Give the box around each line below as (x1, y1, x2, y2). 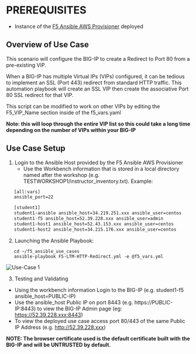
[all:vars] (13, 189, 41, 195)
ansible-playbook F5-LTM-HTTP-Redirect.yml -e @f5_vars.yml (13, 254, 164, 259)
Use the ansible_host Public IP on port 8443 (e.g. (14, 299, 133, 306)
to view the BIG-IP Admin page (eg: (37, 305, 122, 312)
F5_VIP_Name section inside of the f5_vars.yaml (6, 109, 121, 116)
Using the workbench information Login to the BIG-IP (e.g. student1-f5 (14, 286, 184, 293)
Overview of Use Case (6, 40, 89, 50)
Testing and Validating (14, 275, 68, 282)
